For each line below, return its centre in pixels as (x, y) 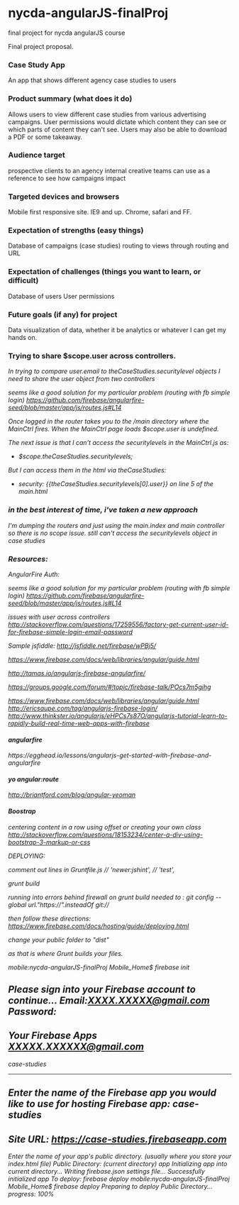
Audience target (37, 155)
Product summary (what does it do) (70, 99)
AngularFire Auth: (34, 574)
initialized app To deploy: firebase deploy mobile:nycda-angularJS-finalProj (119, 1179)
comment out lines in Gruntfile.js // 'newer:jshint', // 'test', (91, 869)
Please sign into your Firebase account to (102, 989)
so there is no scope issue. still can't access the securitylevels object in (113, 533)
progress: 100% (31, 1194)
